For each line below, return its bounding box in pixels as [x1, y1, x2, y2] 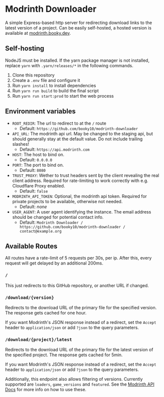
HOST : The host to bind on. [12, 151, 65, 158]
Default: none [19, 204, 48, 210]
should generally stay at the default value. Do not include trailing [12, 136, 143, 142]
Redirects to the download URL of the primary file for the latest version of [5, 347, 154, 353]
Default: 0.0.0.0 [19, 157, 53, 162]
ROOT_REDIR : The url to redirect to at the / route [12, 120, 107, 126]
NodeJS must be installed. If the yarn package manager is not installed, [5, 57, 150, 63]
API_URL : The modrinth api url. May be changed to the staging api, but [12, 131, 153, 136]
